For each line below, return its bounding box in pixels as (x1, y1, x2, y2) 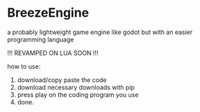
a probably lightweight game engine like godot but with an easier (7, 28, 193, 36)
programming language (7, 35, 74, 43)
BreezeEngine (7, 5, 90, 21)
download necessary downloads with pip (17, 83, 135, 91)
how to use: (7, 62, 41, 70)
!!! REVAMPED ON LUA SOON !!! (7, 49, 99, 57)
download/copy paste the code (17, 75, 107, 84)
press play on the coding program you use (17, 90, 139, 99)
